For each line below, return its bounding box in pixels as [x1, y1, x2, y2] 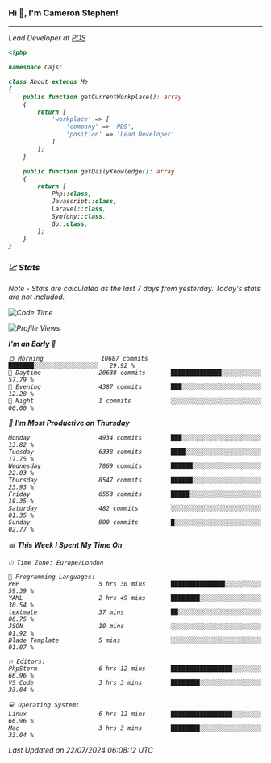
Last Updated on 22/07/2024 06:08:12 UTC [8, 745, 154, 755]
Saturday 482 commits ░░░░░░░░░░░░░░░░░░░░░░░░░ [8, 504, 262, 512]
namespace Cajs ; [8, 64, 63, 72]
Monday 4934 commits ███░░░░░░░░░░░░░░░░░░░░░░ [8, 433, 262, 442]
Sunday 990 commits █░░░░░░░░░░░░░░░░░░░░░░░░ [8, 518, 262, 527]
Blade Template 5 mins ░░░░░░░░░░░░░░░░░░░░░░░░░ [8, 636, 262, 644]
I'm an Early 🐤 [8, 339, 56, 348]
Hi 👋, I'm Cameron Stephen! [8, 7, 119, 19]
